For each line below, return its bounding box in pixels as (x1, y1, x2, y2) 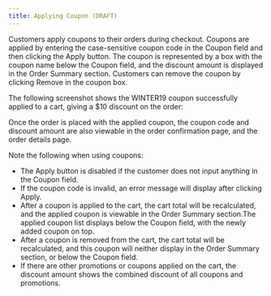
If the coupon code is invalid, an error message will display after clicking (19, 183, 262, 193)
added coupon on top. (19, 226, 95, 236)
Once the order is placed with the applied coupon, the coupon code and (8, 117, 250, 127)
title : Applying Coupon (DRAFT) (8, 11, 118, 20)
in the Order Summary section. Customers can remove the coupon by (8, 68, 241, 78)
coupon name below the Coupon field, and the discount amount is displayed (8, 60, 264, 70)
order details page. (8, 135, 72, 144)
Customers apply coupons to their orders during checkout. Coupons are (8, 34, 250, 44)
